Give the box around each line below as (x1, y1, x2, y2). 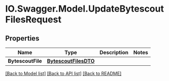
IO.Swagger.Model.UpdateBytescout (5, 3, 164, 15)
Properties (5, 34, 40, 43)
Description (99, 49, 128, 56)
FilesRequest (5, 14, 62, 25)
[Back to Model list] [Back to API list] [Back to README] (5, 70, 122, 76)
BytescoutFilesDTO (47, 58, 95, 64)
